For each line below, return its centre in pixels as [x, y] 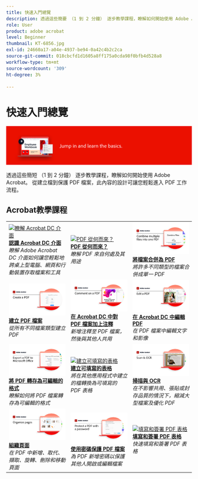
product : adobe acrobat [35, 31]
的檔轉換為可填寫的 [94, 383]
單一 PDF [154, 274]
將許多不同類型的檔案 [158, 267]
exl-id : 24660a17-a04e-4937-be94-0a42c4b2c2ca [64, 50]
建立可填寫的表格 [91, 368]
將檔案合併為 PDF [154, 259]
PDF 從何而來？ [89, 246]
